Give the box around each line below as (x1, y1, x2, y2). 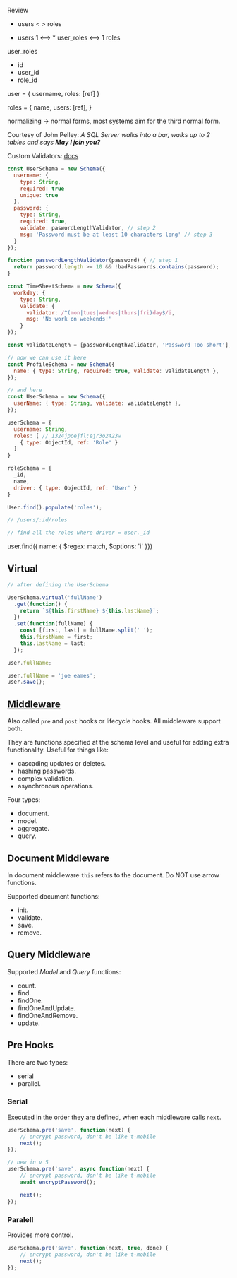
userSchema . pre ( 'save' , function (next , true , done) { (7, 1244, 169, 1251)
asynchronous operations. (17, 782, 94, 791)
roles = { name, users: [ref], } (7, 103, 92, 112)
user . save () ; (7, 678, 46, 686)
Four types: (7, 795, 41, 804)
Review (7, 6, 29, 14)
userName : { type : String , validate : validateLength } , (13, 400, 181, 407)
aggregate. (17, 824, 50, 833)
